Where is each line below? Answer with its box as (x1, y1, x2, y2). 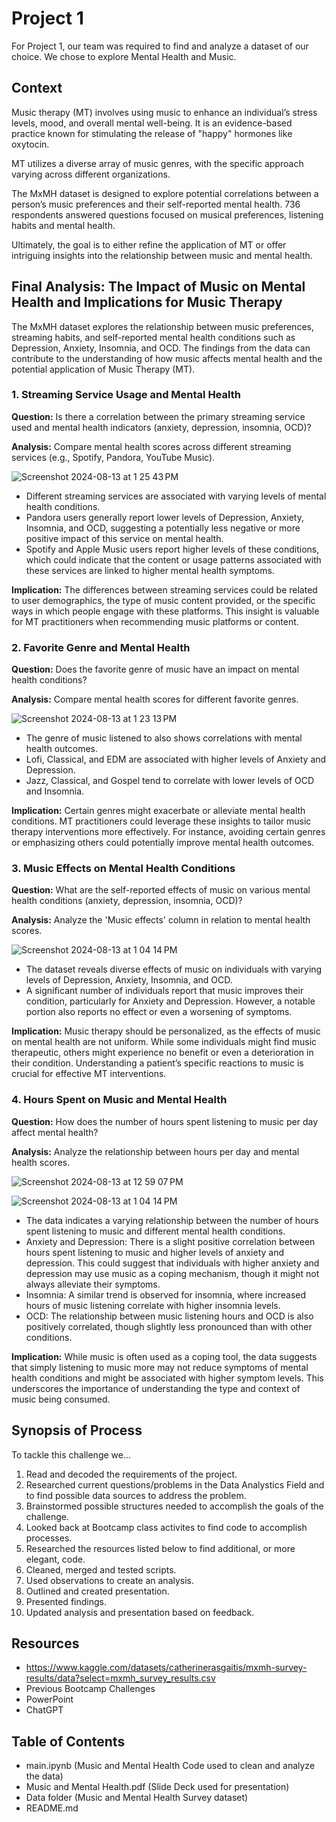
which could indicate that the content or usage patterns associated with (25, 553, 322, 566)
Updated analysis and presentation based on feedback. (25, 1606, 255, 1618)
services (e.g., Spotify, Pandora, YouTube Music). (11, 451, 216, 463)
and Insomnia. (25, 785, 85, 797)
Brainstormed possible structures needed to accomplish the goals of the (25, 1500, 324, 1512)
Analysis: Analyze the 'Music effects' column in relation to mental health (11, 914, 311, 926)
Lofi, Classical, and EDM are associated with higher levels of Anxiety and (25, 753, 327, 766)
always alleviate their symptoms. (25, 1278, 161, 1290)
